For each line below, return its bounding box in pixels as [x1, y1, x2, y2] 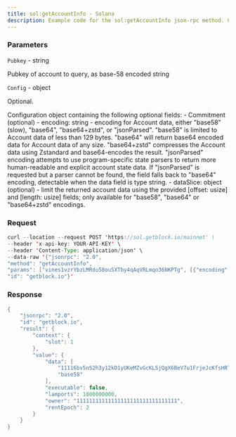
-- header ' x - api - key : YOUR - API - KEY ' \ [7, 240, 121, 247]
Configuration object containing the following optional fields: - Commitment [7, 110, 226, 119]
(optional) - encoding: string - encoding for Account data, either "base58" [7, 118, 221, 127]
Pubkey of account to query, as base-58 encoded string [7, 70, 170, 78]
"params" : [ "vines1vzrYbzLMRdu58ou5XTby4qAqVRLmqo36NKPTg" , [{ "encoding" [7, 267, 228, 274]
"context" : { [32, 332, 71, 339]
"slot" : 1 [44, 338, 74, 346]
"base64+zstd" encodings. [7, 200, 86, 208]
